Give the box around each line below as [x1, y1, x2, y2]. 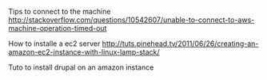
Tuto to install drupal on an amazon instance [8, 63, 154, 72]
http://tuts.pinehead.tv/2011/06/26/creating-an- [102, 39, 259, 48]
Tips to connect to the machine [8, 7, 111, 16]
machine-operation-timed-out [8, 24, 107, 32]
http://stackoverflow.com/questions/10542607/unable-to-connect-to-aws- [8, 15, 255, 25]
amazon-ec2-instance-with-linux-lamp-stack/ [8, 48, 160, 56]
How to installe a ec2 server [8, 39, 101, 48]
